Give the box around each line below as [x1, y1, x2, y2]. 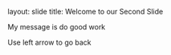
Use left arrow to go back [7, 37, 92, 47]
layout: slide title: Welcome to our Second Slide [7, 7, 164, 16]
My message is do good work [7, 22, 106, 31]
